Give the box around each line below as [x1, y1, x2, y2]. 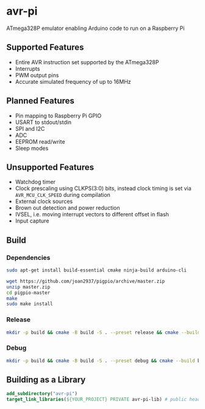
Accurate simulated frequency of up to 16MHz [15, 78, 131, 85]
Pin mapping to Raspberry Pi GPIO [15, 112, 102, 119]
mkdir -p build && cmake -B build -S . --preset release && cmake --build [6, 329, 201, 336]
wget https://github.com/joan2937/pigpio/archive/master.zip [6, 278, 165, 284]
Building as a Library [6, 375, 86, 385]
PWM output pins [15, 72, 59, 79]
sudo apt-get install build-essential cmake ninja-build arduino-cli [6, 267, 187, 273]
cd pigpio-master [6, 289, 51, 296]
